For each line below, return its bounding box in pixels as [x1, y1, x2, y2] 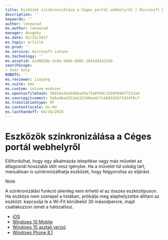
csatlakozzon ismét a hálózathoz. [5, 204, 74, 210]
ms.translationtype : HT [5, 100, 55, 105]
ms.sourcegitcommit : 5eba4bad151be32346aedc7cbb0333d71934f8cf [5, 95, 140, 100]
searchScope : [5, 63, 32, 68]
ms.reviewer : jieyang [5, 77, 50, 82]
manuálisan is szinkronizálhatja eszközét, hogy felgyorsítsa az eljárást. [5, 168, 151, 175]
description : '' [5, 12, 39, 17]
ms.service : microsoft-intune [5, 49, 68, 54]
